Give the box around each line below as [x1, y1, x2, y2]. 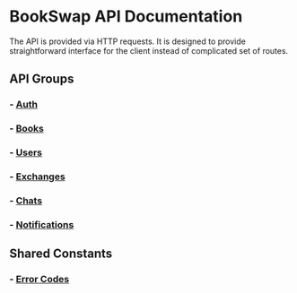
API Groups [9, 72, 74, 87]
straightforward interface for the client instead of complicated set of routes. [9, 45, 289, 56]
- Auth [9, 99, 39, 111]
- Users [9, 146, 43, 159]
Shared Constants [9, 246, 113, 262]
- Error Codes [9, 273, 70, 286]
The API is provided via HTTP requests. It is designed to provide [9, 36, 247, 47]
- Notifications [9, 218, 74, 230]
